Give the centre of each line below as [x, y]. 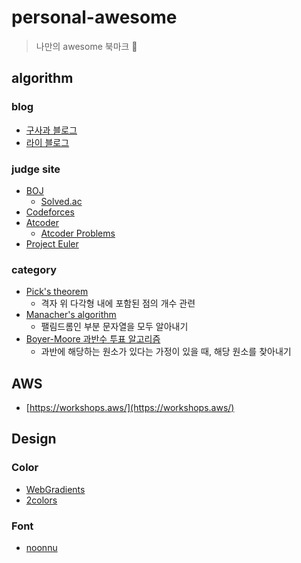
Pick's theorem [57, 292]
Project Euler [52, 243]
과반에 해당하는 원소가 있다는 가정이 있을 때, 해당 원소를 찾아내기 [166, 352]
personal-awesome [94, 17]
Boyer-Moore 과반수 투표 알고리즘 [93, 339]
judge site [36, 169]
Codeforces [50, 212]
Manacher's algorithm [71, 315]
